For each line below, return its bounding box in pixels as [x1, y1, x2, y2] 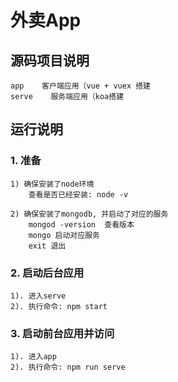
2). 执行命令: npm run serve [10, 362, 126, 373]
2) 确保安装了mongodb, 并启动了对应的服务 [10, 209, 169, 219]
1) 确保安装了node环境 [10, 179, 95, 189]
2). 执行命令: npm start [10, 301, 108, 311]
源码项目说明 [10, 52, 90, 69]
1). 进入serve [10, 291, 67, 301]
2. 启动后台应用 [10, 266, 85, 280]
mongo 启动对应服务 [28, 230, 100, 240]
